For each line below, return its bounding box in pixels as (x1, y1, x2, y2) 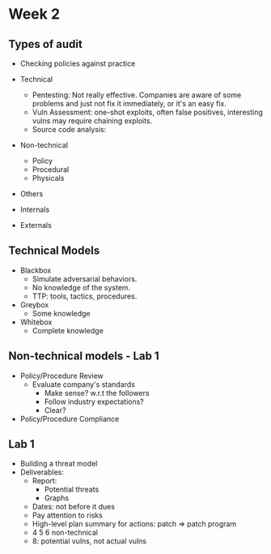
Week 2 (8, 5, 61, 24)
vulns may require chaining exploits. (32, 116, 153, 126)
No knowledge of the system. (32, 282, 131, 292)
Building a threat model (19, 459, 98, 469)
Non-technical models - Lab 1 (8, 350, 159, 363)
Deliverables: (19, 467, 65, 477)
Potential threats (44, 484, 100, 495)
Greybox (19, 299, 49, 309)
